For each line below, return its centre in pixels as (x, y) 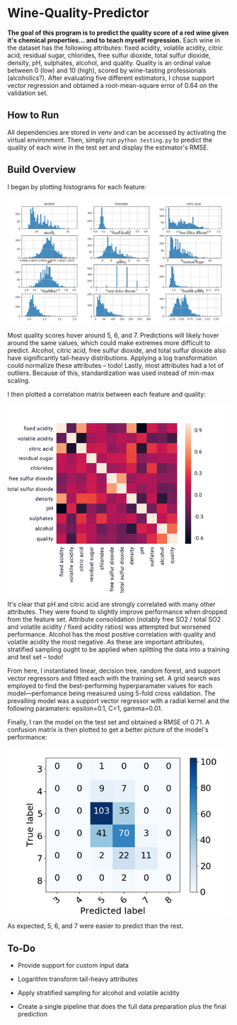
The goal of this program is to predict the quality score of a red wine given (118, 33)
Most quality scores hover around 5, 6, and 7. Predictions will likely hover (113, 335)
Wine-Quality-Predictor (78, 13)
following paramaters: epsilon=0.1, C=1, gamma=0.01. (85, 708)
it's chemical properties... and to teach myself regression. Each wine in (114, 40)
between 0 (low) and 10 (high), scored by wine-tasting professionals (107, 70)
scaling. (19, 381)
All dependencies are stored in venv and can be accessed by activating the (117, 132)
